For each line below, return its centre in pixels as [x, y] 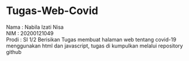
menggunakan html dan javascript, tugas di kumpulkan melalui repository [95, 46]
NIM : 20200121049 [30, 33]
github [14, 52]
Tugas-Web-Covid [52, 11]
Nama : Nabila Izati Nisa [35, 27]
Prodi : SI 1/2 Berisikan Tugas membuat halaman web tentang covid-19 [91, 39]
